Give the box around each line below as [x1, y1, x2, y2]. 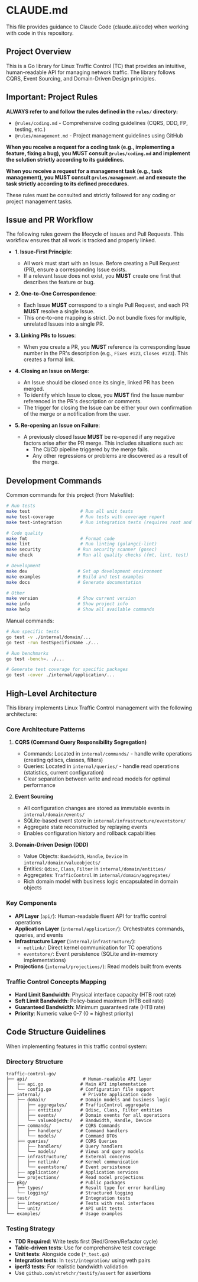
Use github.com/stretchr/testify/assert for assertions [14, 1270, 151, 1277]
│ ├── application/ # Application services [6, 1169, 139, 1175]
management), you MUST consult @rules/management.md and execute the [6, 173, 186, 181]
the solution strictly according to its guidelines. [6, 156, 125, 163]
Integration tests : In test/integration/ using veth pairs [14, 1257, 151, 1264]
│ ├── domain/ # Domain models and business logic [6, 1097, 170, 1103]
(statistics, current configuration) [23, 769, 105, 776]
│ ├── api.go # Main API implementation [6, 1081, 147, 1087]
